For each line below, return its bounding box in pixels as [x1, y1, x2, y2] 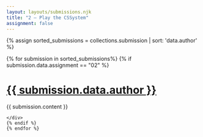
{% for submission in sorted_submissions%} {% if [6, 55, 132, 63]
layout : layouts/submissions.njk [6, 9, 92, 15]
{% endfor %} [6, 125, 40, 132]
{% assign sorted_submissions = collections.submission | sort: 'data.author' [6, 37, 197, 44]
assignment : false [6, 20, 53, 26]
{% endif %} [6, 120, 37, 127]
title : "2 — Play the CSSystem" [6, 15, 89, 21]
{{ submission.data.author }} [6, 83, 157, 97]
